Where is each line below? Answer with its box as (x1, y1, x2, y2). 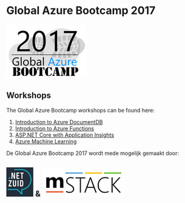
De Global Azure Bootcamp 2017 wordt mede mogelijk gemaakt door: (6, 150, 180, 157)
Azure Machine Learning (15, 137, 77, 145)
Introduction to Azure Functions (15, 125, 95, 132)
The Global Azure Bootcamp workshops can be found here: (6, 106, 155, 114)
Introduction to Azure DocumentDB (15, 118, 103, 125)
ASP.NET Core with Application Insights (15, 131, 114, 139)
